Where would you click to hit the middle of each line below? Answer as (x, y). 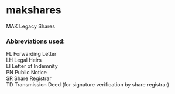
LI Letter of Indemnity (32, 66)
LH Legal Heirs (24, 60)
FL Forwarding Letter (31, 54)
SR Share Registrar (29, 78)
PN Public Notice (27, 73)
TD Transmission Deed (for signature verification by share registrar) (88, 85)
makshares (34, 10)
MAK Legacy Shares (31, 26)
